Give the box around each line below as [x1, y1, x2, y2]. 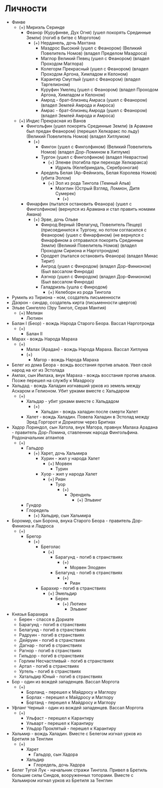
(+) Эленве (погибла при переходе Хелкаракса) [48, 159, 148, 165]
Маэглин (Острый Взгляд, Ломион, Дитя [55, 185, 140, 191]
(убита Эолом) [41, 175, 71, 181]
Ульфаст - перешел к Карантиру [26, 715, 94, 721]
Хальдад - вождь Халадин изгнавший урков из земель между [11, 382, 141, 389]
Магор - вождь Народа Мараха [33, 356, 99, 362]
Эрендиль [70, 492, 91, 498]
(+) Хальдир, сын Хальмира [33, 512, 91, 518]
